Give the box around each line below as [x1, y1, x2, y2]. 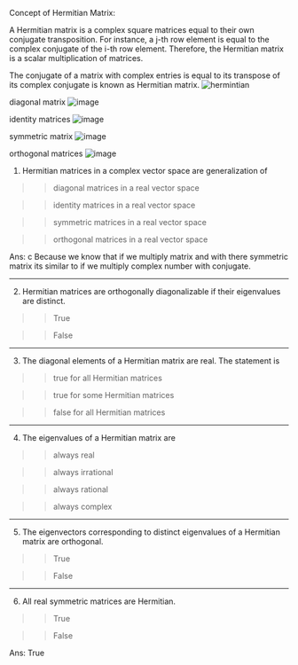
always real [52, 450, 95, 460]
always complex [52, 501, 113, 512]
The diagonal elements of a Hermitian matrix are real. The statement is [21, 356, 280, 366]
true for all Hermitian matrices [52, 372, 162, 383]
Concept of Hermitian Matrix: [9, 8, 115, 18]
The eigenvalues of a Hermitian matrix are [21, 433, 176, 442]
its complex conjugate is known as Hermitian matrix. [9, 80, 200, 90]
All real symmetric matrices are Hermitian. [21, 596, 176, 606]
